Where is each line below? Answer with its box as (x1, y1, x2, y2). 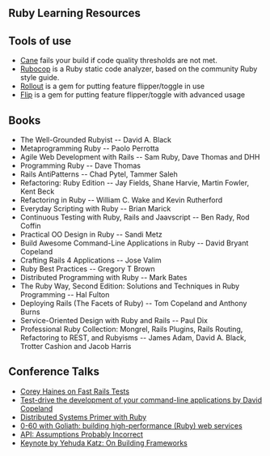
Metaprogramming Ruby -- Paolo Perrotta (19, 143, 159, 153)
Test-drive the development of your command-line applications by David (19, 394, 263, 404)
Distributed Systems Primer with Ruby (19, 412, 147, 422)
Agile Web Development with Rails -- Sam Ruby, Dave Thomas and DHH (19, 152, 260, 162)
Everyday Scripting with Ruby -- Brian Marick (19, 204, 171, 214)
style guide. (19, 73, 60, 83)
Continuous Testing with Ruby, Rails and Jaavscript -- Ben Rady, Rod (19, 212, 250, 222)
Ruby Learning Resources (8, 6, 141, 20)
